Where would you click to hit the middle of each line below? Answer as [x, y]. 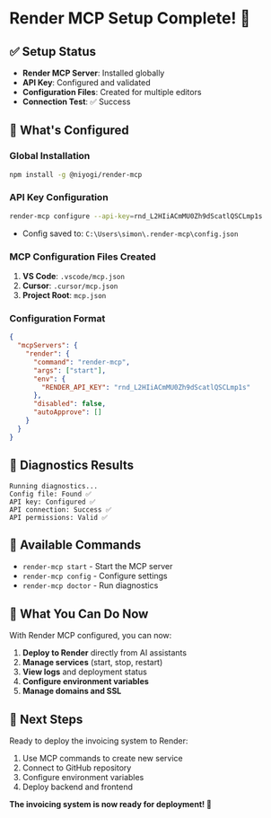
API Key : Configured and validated [86, 83]
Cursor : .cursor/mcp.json [70, 286]
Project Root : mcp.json [64, 295]
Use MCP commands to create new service [102, 758]
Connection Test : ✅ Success [76, 101]
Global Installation [50, 156]
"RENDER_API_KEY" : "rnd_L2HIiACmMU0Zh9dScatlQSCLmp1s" [146, 387]
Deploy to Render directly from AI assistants [104, 653]
